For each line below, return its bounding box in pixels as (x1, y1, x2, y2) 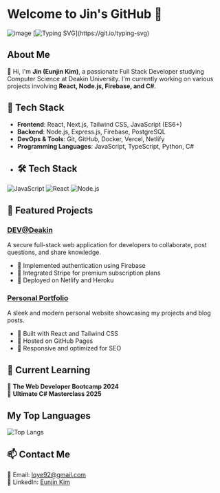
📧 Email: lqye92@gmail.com (7, 470, 87, 479)
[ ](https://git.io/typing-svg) (33, 29, 150, 37)
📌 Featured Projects (7, 204, 93, 216)
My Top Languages (7, 410, 91, 421)
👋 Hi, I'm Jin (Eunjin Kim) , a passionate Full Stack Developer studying (7, 67, 204, 75)
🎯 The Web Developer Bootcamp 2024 (7, 382, 119, 391)
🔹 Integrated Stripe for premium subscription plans (16, 269, 161, 277)
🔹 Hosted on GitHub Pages (16, 337, 93, 345)
